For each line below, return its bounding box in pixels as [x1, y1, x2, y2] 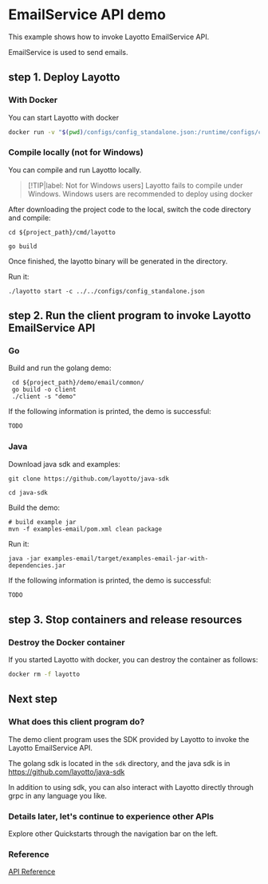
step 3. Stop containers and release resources [8, 613, 242, 626]
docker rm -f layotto [8, 670, 81, 679]
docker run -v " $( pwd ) [8, 128, 84, 136]
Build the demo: [8, 503, 61, 512]
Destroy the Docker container [8, 637, 125, 648]
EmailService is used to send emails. [8, 47, 128, 57]
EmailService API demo [8, 6, 166, 24]
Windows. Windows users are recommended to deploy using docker [27, 189, 253, 199]
